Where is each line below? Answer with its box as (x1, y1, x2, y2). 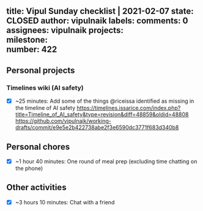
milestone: (6, 35, 48, 45)
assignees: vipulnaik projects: (6, 25, 124, 35)
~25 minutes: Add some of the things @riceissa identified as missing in (15, 97, 194, 105)
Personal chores (6, 141, 70, 152)
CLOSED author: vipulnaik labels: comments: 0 (6, 16, 188, 26)
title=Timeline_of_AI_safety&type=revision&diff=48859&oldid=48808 (15, 111, 189, 118)
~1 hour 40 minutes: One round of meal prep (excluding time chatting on (15, 157, 197, 165)
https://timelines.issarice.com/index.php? (76, 105, 181, 112)
